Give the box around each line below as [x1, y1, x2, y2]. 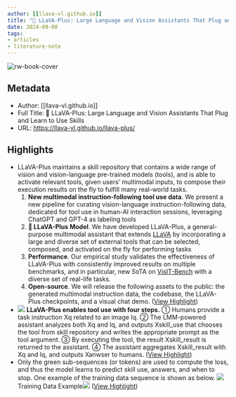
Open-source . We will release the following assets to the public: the [27, 282, 225, 290]
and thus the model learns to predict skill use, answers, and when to [17, 365, 216, 373]
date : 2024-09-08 [7, 23, 58, 30]
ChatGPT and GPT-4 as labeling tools [27, 215, 137, 223]
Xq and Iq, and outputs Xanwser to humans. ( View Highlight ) [17, 350, 192, 358]
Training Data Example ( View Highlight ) [17, 382, 138, 390]
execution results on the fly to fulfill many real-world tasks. [17, 185, 188, 193]
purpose [27, 230, 53, 238]
